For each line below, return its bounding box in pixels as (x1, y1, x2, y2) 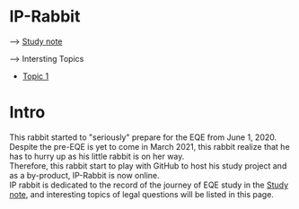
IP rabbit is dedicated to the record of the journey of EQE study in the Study (9, 179, 289, 190)
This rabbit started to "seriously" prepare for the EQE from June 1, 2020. (9, 132, 277, 143)
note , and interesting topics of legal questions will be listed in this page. (9, 188, 274, 199)
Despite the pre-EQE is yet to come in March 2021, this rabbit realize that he (9, 141, 290, 152)
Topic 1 (22, 70, 49, 82)
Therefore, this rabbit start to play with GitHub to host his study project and (9, 160, 287, 171)
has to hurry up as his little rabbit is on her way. (9, 151, 185, 161)
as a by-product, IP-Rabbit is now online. (9, 170, 160, 180)
